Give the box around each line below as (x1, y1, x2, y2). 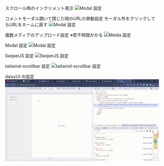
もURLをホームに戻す (5, 22, 48, 27)
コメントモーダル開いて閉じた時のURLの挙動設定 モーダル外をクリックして (5, 16, 156, 21)
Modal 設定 (5, 42, 28, 48)
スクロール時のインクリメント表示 (5, 5, 74, 11)
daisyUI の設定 (5, 74, 35, 79)
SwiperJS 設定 (5, 53, 34, 59)
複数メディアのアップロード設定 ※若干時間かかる (5, 32, 103, 38)
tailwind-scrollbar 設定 (5, 63, 50, 69)
